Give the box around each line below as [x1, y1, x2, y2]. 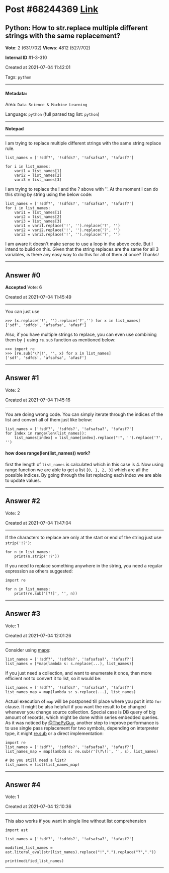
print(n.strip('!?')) [14, 554, 59, 559]
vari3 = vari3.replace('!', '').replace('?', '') [14, 232, 121, 237]
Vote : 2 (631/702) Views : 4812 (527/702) [5, 45, 91, 51]
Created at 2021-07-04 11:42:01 [5, 64, 71, 70]
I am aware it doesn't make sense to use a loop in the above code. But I [5, 241, 153, 247]
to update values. [5, 477, 41, 484]
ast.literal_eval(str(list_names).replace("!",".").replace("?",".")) [5, 850, 156, 855]
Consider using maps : [5, 647, 51, 653]
